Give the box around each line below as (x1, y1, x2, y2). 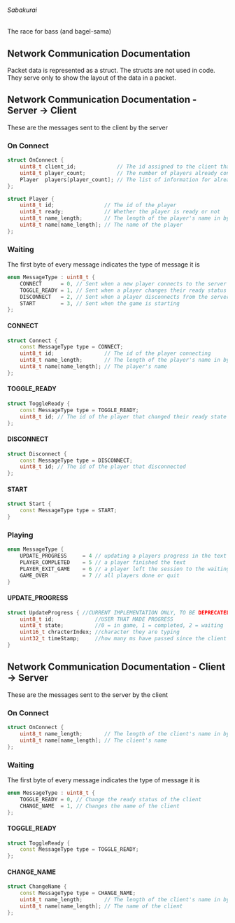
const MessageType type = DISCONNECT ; (20, 457, 133, 464)
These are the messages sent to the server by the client (7, 690, 169, 699)
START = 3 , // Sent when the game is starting (20, 300, 180, 307)
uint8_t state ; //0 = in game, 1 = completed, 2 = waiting (20, 622, 224, 629)
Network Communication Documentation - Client (7, 661, 226, 673)
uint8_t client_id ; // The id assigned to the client (20, 163, 218, 170)
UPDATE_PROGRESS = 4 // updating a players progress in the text (20, 553, 227, 560)
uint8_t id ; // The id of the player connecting (20, 350, 211, 357)
